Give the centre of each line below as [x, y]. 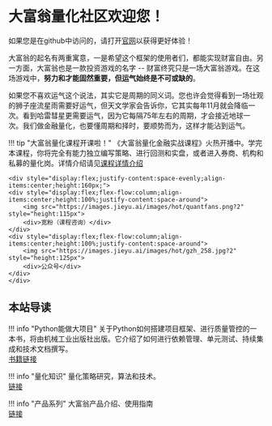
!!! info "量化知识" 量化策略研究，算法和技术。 [84, 376]
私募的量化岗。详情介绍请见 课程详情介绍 [76, 163]
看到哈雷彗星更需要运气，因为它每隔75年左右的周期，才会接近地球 [133, 115]
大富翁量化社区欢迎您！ [87, 17]
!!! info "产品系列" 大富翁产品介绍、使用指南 [81, 403]
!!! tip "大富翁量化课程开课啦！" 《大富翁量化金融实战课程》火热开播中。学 [132, 143]
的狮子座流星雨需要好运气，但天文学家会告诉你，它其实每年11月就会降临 [128, 105]
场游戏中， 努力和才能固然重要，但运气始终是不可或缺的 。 [104, 78]
